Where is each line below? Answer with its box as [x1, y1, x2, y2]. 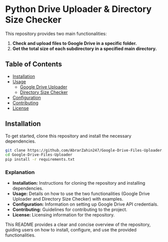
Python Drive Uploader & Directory [5, 3, 152, 15]
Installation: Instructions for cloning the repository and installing [12, 180, 145, 186]
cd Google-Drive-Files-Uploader [5, 152, 72, 158]
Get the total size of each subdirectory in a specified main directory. [12, 45, 157, 51]
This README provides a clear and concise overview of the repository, [5, 222, 151, 228]
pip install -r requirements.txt [5, 157, 75, 162]
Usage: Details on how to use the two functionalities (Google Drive [12, 191, 150, 197]
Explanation [5, 169, 35, 176]
